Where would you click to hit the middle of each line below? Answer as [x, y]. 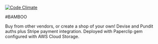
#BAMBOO [16, 17]
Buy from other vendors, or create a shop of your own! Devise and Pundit [79, 26]
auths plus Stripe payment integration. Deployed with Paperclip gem [74, 31]
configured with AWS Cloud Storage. [42, 37]
